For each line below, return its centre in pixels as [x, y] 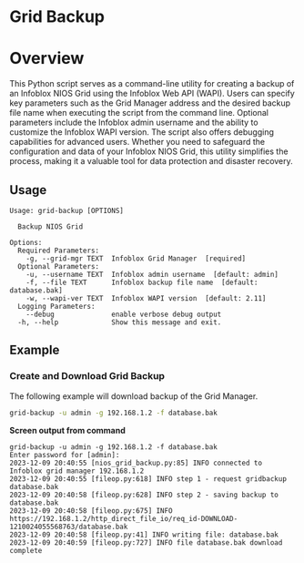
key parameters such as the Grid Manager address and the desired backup [150, 103]
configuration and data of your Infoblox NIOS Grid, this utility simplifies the [149, 151]
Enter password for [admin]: [65, 455]
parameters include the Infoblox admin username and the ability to [134, 123]
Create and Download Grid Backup [87, 376]
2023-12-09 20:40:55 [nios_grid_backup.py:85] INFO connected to [136, 463]
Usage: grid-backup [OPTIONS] [67, 210]
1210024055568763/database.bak [69, 527]
